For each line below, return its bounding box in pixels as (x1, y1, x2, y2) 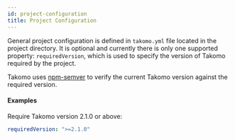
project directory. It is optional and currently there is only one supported (7, 44, 218, 52)
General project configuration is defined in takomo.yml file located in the (7, 36, 217, 45)
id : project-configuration (7, 10, 87, 18)
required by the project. (7, 59, 77, 67)
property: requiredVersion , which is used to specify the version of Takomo (7, 51, 226, 60)
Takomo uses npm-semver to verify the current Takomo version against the (7, 72, 229, 81)
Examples (7, 96, 38, 105)
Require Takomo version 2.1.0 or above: (7, 112, 123, 120)
